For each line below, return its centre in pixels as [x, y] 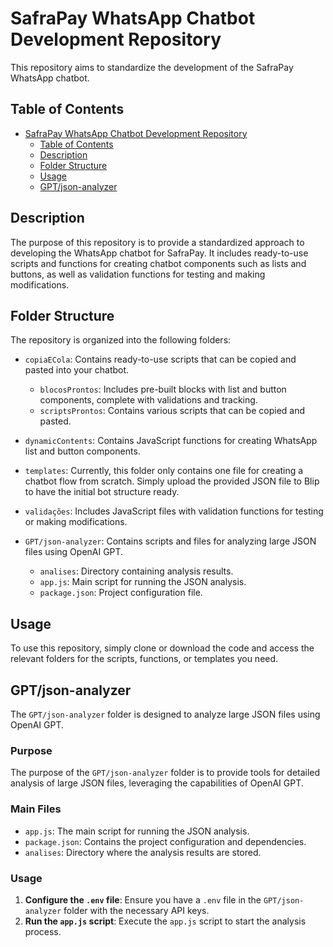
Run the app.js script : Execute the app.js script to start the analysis [165, 921]
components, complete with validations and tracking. [148, 400]
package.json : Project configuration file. [121, 593]
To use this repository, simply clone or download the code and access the [162, 648]
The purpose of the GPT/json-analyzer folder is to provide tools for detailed [165, 773]
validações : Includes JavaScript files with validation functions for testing [174, 511]
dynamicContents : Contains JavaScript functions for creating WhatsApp [171, 441]
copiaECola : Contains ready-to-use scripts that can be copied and [160, 359]
